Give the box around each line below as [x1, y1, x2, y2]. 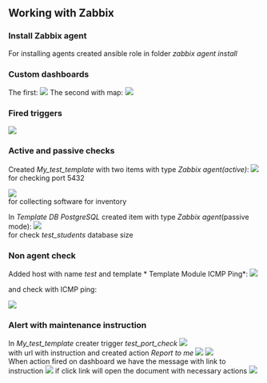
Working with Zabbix [8, 6, 114, 20]
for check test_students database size [8, 229, 133, 239]
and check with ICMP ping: [8, 284, 98, 294]
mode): [8, 221, 32, 231]
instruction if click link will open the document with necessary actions [8, 366, 248, 376]
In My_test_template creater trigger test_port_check [8, 339, 178, 349]
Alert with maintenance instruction [8, 319, 147, 330]
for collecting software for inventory [8, 196, 127, 206]
